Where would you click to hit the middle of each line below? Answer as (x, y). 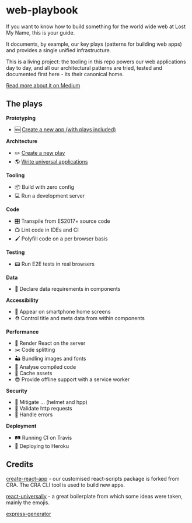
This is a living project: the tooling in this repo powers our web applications (96, 62)
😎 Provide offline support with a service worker (72, 379)
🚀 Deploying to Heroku (42, 446)
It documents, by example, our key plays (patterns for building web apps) (94, 44)
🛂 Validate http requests (43, 408)
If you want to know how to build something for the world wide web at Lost (96, 26)
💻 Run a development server (50, 196)
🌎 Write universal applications (51, 161)
